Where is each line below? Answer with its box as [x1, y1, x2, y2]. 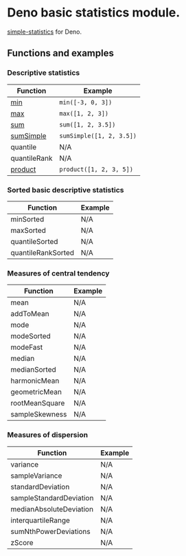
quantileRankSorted [10, 247, 74, 257]
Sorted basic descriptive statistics [7, 185, 124, 194]
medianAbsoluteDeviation [10, 504, 94, 513]
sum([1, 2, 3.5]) [59, 120, 116, 129]
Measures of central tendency [7, 268, 110, 278]
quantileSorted [10, 236, 58, 246]
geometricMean [10, 387, 62, 397]
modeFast [10, 342, 43, 352]
